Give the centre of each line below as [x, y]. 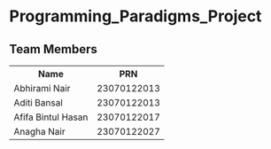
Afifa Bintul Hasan [51, 117]
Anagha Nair [39, 132]
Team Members [53, 49]
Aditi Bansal [39, 102]
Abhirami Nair [42, 88]
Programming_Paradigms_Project [135, 16]
